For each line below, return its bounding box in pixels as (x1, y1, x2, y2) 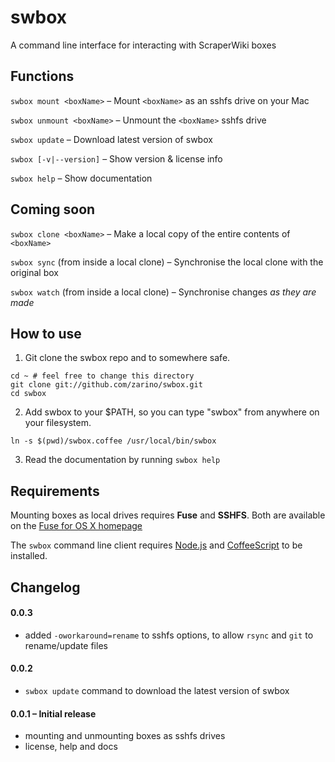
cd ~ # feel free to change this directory (10, 371, 195, 381)
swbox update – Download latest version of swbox (10, 133, 213, 145)
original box (10, 266, 59, 278)
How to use (10, 325, 82, 342)
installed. (10, 550, 48, 562)
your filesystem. (24, 417, 92, 429)
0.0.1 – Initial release (10, 707, 97, 720)
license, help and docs (24, 741, 118, 753)
